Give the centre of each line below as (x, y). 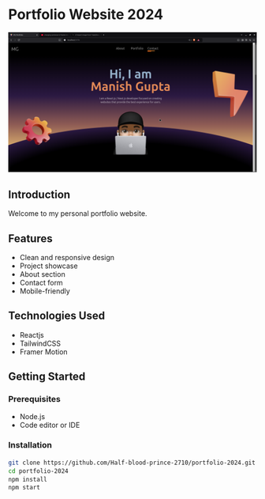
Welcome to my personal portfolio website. (78, 214)
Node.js (32, 416)
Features (30, 238)
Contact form (41, 283)
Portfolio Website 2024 (86, 15)
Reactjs (32, 335)
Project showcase (49, 266)
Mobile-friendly (45, 291)
